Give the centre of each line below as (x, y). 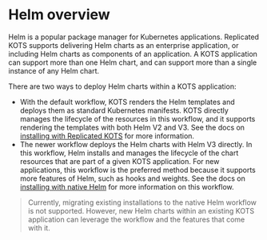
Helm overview (59, 15)
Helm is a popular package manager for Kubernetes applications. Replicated (134, 37)
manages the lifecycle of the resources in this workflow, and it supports (137, 118)
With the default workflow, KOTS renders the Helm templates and (127, 102)
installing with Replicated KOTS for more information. (107, 136)
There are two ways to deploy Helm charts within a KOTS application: (122, 86)
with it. (39, 228)
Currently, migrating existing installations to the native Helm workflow (142, 202)
